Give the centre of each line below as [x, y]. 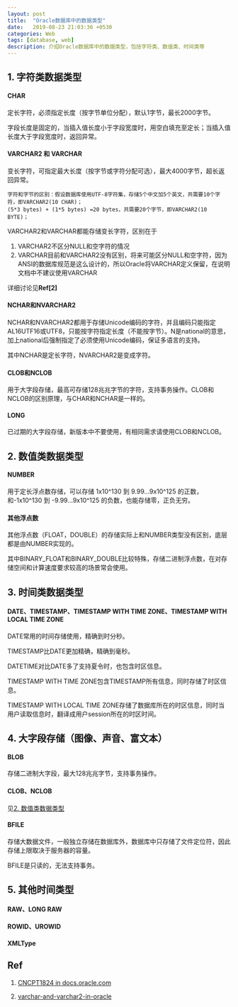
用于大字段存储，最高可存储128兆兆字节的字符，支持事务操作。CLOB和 [111, 389]
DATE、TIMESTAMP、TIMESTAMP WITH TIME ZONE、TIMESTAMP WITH [117, 611]
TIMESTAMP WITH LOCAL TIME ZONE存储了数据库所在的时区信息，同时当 [116, 705]
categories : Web [31, 34]
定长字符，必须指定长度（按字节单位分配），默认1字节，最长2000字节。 [111, 112]
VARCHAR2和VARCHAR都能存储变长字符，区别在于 [82, 231]
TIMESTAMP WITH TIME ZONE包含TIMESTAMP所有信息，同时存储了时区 [114, 681]
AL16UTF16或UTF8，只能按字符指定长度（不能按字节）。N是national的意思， [119, 331]
